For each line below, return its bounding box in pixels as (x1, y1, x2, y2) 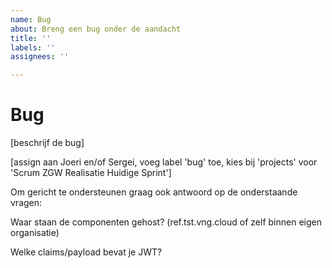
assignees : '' (10, 52, 70, 62)
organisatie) (10, 227, 60, 239)
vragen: (10, 197, 43, 209)
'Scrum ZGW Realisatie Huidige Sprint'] (10, 167, 172, 179)
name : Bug (10, 14, 52, 25)
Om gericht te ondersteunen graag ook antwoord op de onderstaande (10, 186, 298, 198)
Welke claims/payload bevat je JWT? (10, 246, 163, 258)
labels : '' (10, 42, 56, 53)
